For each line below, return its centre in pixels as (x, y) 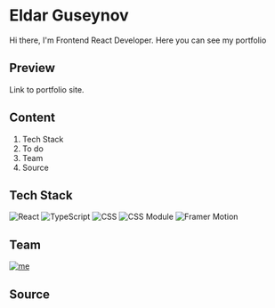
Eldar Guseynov (69, 16)
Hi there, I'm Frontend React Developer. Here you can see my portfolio (138, 40)
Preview (32, 68)
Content (32, 118)
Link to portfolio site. (47, 89)
